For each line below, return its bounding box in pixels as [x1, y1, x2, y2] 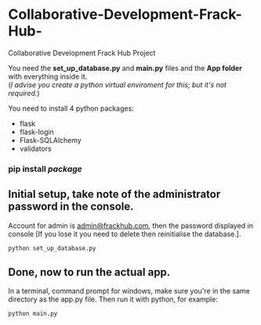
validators [19, 144, 53, 153]
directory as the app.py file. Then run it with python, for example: [8, 294, 218, 304]
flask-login [19, 127, 55, 137]
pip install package [8, 163, 82, 174]
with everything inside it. [8, 71, 88, 81]
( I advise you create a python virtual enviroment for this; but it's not [8, 80, 227, 89]
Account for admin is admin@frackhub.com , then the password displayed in [8, 221, 253, 230]
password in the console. [8, 200, 135, 214]
